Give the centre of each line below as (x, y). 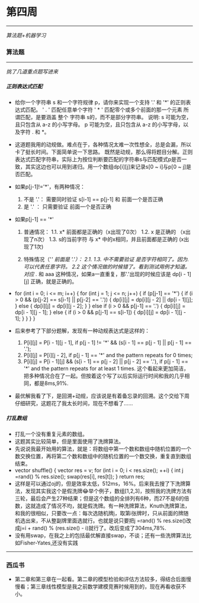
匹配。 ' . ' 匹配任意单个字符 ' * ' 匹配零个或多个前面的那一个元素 (104, 110)
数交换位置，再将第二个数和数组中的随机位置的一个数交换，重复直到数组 (103, 456)
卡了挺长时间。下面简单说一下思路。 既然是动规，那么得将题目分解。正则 (104, 152)
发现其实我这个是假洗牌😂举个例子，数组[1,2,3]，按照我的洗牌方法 (106, 491)
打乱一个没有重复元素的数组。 (51, 434)
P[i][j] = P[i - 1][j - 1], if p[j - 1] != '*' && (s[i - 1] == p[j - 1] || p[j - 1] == (107, 343)
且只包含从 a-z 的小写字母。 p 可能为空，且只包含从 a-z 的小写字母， (99, 124)
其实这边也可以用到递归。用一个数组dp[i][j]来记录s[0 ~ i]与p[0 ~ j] (106, 167)
